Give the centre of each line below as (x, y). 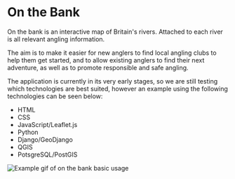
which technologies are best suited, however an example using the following (117, 88)
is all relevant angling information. (56, 39)
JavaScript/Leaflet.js (47, 124)
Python (28, 132)
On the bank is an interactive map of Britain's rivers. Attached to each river (115, 32)
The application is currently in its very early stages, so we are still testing (113, 81)
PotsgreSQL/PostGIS (47, 154)
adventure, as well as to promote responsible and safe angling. (98, 67)
